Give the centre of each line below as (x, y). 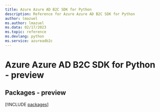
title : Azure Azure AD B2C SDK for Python (48, 9)
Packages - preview (36, 93)
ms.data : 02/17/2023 (26, 28)
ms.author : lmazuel (25, 23)
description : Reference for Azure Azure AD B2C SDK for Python (70, 14)
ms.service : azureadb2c (29, 41)
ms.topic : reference (26, 32)
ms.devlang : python (25, 37)
